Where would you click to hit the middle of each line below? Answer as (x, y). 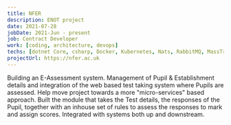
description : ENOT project (46, 20)
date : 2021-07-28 (32, 26)
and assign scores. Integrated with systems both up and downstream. (106, 114)
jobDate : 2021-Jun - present (49, 33)
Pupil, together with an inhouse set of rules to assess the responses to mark (115, 106)
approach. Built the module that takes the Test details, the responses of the (113, 100)
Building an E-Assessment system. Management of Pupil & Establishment (111, 78)
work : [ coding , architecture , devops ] (63, 45)
